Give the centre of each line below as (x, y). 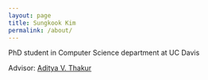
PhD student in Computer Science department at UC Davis (104, 53)
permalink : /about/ (40, 30)
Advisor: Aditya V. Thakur (50, 68)
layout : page (30, 15)
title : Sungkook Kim (42, 23)
